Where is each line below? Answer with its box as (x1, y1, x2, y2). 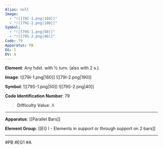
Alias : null (5, 7, 29, 12)
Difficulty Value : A (16, 102, 55, 108)
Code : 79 (5, 39, 23, 43)
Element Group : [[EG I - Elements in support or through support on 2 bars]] (5, 126, 156, 132)
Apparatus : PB (5, 43, 34, 48)
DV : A (5, 52, 16, 57)
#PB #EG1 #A (5, 139, 32, 145)
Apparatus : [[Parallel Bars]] (5, 116, 61, 122)
